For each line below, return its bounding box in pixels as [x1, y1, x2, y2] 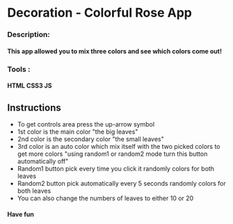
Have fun [7, 210, 35, 218]
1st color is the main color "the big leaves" [17, 127, 138, 136]
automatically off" [17, 157, 69, 166]
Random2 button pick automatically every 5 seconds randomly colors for [17, 179, 226, 188]
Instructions [7, 102, 61, 113]
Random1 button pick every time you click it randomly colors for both [17, 165, 214, 173]
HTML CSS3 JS [7, 81, 52, 90]
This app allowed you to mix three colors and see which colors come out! [7, 47, 223, 55]
